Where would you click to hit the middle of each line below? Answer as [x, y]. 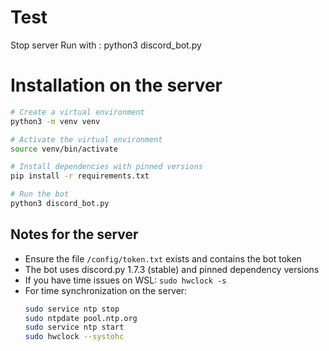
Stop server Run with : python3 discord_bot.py [106, 45]
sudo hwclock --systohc [74, 337]
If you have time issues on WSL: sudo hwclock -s [125, 280]
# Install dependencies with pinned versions [106, 167]
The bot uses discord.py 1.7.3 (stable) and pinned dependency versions [172, 269]
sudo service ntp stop [72, 309]
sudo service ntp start [74, 327]
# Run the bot [40, 194]
